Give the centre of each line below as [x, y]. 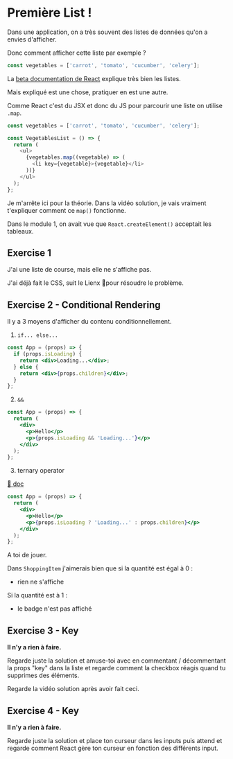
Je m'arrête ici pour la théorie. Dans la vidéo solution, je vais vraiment [107, 203]
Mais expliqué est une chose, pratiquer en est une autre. [88, 92]
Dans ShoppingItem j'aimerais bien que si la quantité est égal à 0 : [100, 568]
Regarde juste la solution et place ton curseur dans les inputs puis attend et [115, 740]
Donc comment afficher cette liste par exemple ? [77, 53]
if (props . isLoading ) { [48, 354]
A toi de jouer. [27, 555]
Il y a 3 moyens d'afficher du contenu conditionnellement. [89, 322]
